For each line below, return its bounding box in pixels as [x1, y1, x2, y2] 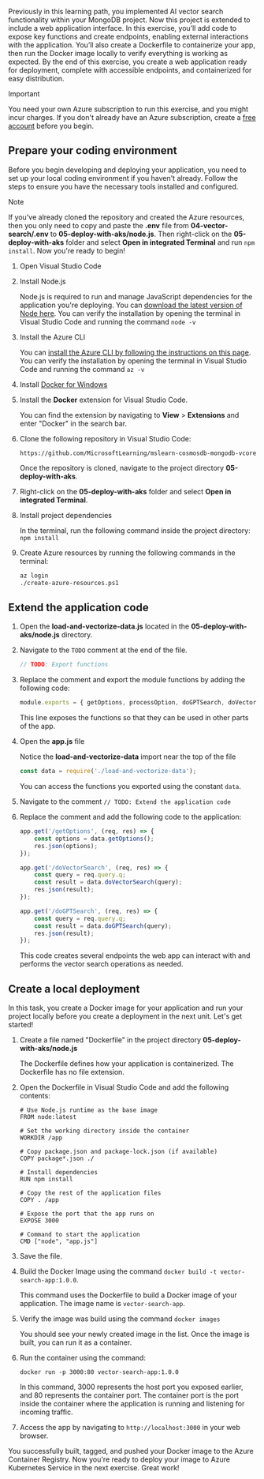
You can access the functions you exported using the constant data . [19, 782, 242, 790]
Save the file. [19, 1252, 63, 1261]
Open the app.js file [19, 737, 85, 746]
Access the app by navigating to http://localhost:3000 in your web [19, 1423, 240, 1432]
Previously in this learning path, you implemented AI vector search [8, 7, 224, 16]
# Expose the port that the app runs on [19, 1210, 154, 1218]
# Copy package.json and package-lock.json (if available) [19, 1148, 218, 1156]
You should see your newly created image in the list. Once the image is [19, 1330, 250, 1339]
